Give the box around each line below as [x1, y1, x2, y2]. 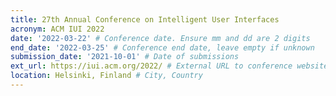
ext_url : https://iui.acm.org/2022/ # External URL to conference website [10, 61, 329, 71]
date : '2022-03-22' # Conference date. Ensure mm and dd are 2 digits [10, 33, 311, 43]
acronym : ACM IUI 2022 [10, 24, 105, 34]
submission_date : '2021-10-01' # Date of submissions [10, 52, 240, 62]
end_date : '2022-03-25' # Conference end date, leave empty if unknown [10, 42, 315, 53]
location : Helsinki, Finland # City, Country [10, 71, 203, 81]
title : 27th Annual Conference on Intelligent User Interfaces [10, 14, 280, 25]
